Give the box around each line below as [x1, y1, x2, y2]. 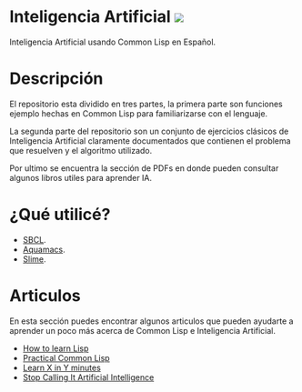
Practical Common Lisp [22, 352, 111, 363]
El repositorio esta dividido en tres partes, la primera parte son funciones [9, 98, 284, 109]
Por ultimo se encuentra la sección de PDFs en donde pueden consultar [9, 162, 279, 174]
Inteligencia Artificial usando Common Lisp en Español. [9, 36, 216, 47]
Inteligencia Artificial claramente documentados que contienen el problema [9, 135, 291, 146]
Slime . [22, 253, 47, 265]
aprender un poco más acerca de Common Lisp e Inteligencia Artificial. [9, 325, 276, 336]
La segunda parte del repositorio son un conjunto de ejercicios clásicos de [9, 126, 289, 136]
